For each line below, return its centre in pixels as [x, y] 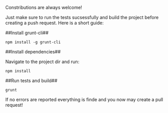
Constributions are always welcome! [44, 7]
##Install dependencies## [33, 52]
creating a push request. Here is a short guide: [54, 23]
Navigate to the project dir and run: [42, 62]
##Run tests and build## [31, 81]
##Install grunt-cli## [27, 33]
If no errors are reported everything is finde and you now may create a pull [84, 99]
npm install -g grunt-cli [33, 42]
